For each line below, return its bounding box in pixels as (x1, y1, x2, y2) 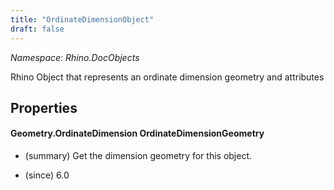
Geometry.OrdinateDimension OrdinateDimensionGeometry (10, 127, 265, 140)
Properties (10, 99, 78, 116)
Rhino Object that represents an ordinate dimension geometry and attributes (10, 71, 325, 83)
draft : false (10, 24, 65, 34)
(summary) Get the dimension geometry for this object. (24, 150, 253, 162)
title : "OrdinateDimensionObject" (10, 14, 155, 25)
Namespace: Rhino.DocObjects (10, 51, 140, 63)
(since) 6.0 (24, 169, 70, 181)
